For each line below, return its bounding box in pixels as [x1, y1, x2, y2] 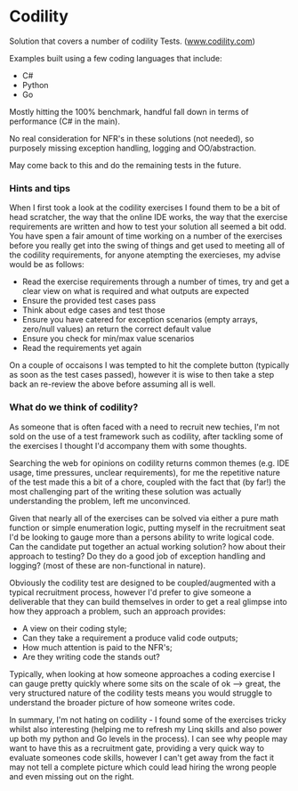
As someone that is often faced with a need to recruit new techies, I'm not [9, 421, 280, 432]
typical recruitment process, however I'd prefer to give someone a [9, 586, 252, 598]
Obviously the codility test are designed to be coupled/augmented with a [9, 577, 276, 588]
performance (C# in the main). [9, 116, 120, 126]
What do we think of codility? [9, 401, 139, 413]
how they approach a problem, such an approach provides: [9, 606, 226, 616]
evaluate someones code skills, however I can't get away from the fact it [9, 752, 274, 762]
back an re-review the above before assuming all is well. [9, 379, 216, 389]
